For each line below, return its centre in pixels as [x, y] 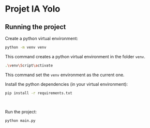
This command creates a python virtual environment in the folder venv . [75, 56]
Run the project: [21, 112]
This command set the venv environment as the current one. [65, 75]
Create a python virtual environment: [42, 38]
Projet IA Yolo [33, 9]
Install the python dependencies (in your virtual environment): [67, 84]
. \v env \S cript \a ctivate [29, 65]
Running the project [36, 27]
